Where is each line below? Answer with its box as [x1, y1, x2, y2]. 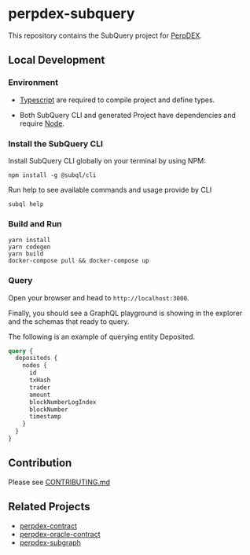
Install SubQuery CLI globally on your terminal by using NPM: [8, 156, 206, 165]
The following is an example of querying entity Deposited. [8, 332, 195, 341]
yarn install [8, 237, 51, 244]
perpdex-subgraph [19, 538, 81, 547]
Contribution [8, 457, 72, 470]
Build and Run [8, 218, 63, 229]
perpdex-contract [19, 520, 77, 531]
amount [28, 391, 51, 399]
